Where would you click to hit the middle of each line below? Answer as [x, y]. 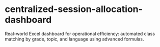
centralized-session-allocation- [74, 9]
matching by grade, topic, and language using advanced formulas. [74, 39]
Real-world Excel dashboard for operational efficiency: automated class [80, 33]
